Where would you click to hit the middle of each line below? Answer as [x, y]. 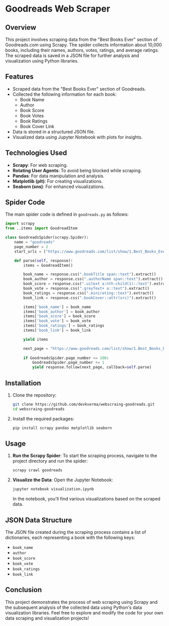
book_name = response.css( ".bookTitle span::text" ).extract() [90, 274]
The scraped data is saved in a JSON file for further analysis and [72, 55]
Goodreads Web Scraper [58, 9]
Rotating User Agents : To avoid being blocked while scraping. [77, 170]
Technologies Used [36, 153]
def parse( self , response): [44, 261]
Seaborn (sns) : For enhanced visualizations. [58, 186]
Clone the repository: [34, 395]
